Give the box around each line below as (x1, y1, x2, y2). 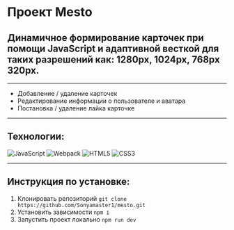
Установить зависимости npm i (17, 208, 110, 216)
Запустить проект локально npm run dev (17, 215, 136, 223)
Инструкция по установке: (7, 176, 130, 188)
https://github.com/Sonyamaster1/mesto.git (17, 202, 146, 208)
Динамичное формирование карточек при (7, 32, 204, 44)
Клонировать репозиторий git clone (17, 194, 127, 202)
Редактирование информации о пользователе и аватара (17, 97, 186, 105)
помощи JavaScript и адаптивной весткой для (7, 42, 219, 54)
